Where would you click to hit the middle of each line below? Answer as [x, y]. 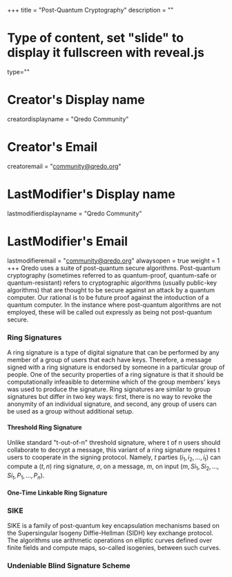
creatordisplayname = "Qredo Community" [68, 119]
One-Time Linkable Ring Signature [57, 493]
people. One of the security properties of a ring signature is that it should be [115, 374]
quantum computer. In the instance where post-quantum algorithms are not [114, 305]
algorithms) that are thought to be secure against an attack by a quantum [111, 290]
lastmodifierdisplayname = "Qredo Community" [75, 213]
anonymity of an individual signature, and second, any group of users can [112, 404]
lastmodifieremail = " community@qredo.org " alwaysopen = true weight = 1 [113, 260]
